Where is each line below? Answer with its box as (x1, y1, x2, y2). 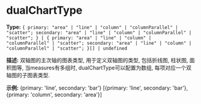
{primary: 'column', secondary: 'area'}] (6, 91, 102, 98)
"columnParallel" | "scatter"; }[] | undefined (6, 45, 128, 51)
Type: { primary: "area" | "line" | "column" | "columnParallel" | (6, 23, 178, 30)
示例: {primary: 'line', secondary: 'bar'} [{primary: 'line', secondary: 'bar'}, (6, 84, 188, 91)
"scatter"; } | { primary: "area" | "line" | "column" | (6, 35, 152, 41)
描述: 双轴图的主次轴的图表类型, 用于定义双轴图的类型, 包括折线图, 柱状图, (6, 56, 188, 63)
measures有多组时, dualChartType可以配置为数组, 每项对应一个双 (29, 64, 192, 71)
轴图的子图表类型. (6, 71, 50, 78)
